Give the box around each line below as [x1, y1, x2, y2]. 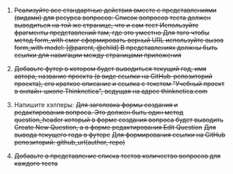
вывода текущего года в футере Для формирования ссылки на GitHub [13, 130, 226, 139]
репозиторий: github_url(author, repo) [13, 138, 125, 147]
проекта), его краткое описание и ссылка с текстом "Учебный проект [13, 80, 225, 87]
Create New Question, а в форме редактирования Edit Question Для [13, 123, 216, 131]
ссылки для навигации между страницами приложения [13, 51, 182, 59]
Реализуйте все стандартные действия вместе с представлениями [13, 6, 217, 14]
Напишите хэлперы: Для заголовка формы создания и [13, 101, 178, 108]
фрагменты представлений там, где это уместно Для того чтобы [13, 28, 210, 37]
